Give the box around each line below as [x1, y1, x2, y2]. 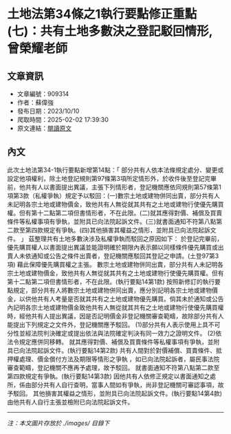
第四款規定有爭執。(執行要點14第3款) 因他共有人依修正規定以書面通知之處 [7, 372, 217, 380]
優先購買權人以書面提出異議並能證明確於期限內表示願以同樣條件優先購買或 [7, 243, 218, 251]
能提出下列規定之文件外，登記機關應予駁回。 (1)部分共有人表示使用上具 [7, 321, 208, 329]
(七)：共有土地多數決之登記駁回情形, [7, 23, 213, 39]
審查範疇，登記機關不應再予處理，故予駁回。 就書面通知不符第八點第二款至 [7, 363, 220, 371]
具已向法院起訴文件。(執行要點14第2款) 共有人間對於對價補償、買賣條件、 [7, 346, 217, 354]
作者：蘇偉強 [16, 98, 54, 107]
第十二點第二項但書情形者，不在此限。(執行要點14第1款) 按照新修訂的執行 [7, 277, 215, 285]
